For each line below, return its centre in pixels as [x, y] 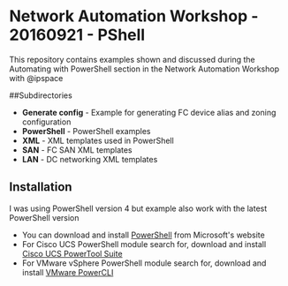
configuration [46, 122]
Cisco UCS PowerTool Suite [72, 253]
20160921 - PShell [77, 35]
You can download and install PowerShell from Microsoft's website [143, 235]
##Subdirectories [41, 95]
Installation [41, 187]
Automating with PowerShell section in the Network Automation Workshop [144, 69]
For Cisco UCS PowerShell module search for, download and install [144, 244]
